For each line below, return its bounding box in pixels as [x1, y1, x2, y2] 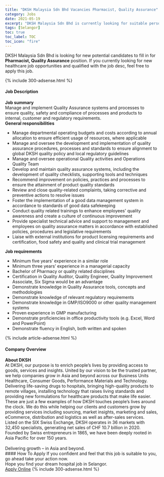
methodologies [12, 289, 42, 295]
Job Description [5, 89, 39, 94]
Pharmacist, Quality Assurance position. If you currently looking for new [5, 57, 152, 64]
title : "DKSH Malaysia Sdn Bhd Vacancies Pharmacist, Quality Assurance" [5, 7, 159, 12]
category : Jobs [5, 12, 36, 17]
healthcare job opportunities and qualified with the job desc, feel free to [5, 63, 149, 68]
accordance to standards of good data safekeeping [12, 203, 116, 208]
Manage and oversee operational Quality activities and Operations [12, 156, 145, 161]
